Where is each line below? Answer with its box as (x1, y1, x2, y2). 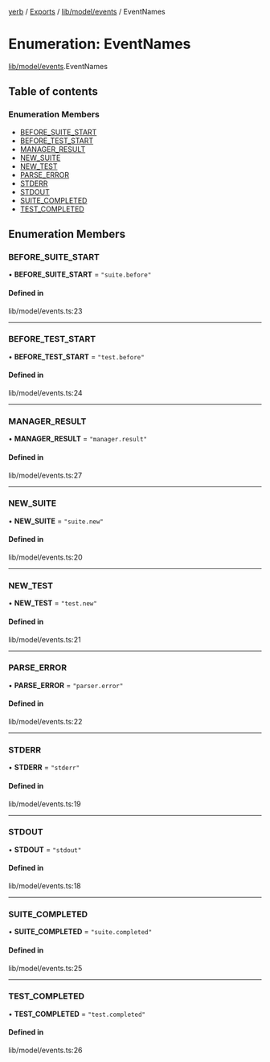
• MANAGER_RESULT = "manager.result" (8, 434, 147, 444)
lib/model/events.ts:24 (8, 388, 83, 398)
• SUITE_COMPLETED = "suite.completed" (8, 927, 153, 937)
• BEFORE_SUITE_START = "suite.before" (8, 269, 152, 280)
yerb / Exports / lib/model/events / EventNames (8, 7, 166, 16)
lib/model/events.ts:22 (8, 717, 83, 727)
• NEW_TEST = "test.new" (8, 598, 98, 608)
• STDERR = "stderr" (8, 763, 80, 773)
